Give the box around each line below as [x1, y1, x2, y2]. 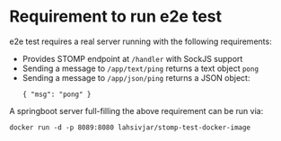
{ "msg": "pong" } [22, 90, 92, 99]
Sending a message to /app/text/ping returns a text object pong [22, 63, 259, 74]
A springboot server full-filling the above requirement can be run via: [9, 105, 264, 116]
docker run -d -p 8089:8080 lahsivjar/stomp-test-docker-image [9, 123, 251, 132]
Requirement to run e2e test [9, 6, 223, 27]
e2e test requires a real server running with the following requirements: [9, 36, 272, 47]
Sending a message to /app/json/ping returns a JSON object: [22, 72, 250, 83]
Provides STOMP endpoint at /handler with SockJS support [22, 53, 243, 64]
